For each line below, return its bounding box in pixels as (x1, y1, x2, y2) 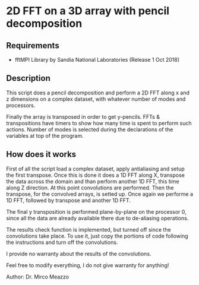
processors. (6, 102, 36, 109)
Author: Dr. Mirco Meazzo (6, 273, 70, 280)
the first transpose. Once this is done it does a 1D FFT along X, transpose (6, 171, 185, 179)
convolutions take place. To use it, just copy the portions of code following (6, 232, 188, 239)
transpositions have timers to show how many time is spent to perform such (6, 119, 192, 126)
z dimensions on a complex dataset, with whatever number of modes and (6, 95, 186, 102)
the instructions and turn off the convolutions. (6, 239, 118, 246)
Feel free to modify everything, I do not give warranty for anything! (6, 261, 169, 268)
